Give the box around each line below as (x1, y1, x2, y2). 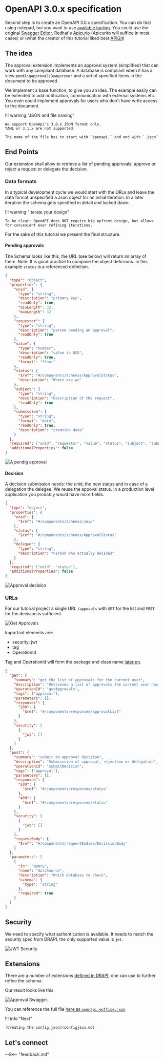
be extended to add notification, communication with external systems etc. (5, 92, 155, 98)
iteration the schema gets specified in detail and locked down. (5, 199, 130, 206)
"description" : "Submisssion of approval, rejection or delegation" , (14, 759, 159, 764)
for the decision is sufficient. (5, 611, 62, 617)
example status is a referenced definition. (5, 264, 89, 270)
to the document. (5, 103, 40, 108)
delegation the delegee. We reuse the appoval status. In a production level (5, 486, 155, 492)
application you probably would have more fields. (5, 492, 104, 498)
